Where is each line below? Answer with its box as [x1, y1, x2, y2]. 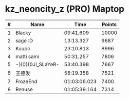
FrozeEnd [15, 78, 37, 85]
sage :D [15, 37, 33, 44]
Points [101, 21, 117, 28]
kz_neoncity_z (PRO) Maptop [5, 3, 125, 15]
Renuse [15, 86, 33, 93]
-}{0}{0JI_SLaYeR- [15, 61, 59, 68]
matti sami [15, 53, 39, 59]
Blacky [15, 29, 31, 36]
